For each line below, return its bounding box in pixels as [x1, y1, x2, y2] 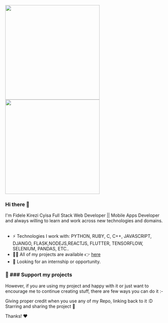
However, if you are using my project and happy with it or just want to [5, 283, 149, 289]
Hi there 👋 [5, 201, 30, 208]
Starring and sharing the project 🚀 [5, 303, 75, 309]
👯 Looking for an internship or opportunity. [12, 259, 101, 265]
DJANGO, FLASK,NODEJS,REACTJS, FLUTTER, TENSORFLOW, [12, 240, 143, 246]
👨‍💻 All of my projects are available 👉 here [12, 251, 101, 257]
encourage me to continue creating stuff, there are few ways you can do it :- [5, 288, 163, 294]
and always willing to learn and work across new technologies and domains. [5, 218, 163, 224]
